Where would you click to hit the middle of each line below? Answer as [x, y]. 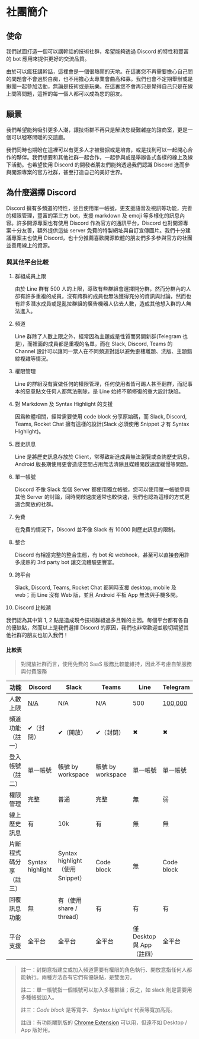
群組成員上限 [30, 276]
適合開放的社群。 [36, 504]
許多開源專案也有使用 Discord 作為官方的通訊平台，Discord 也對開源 [100, 223]
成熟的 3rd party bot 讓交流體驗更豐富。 [69, 562]
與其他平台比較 [28, 262]
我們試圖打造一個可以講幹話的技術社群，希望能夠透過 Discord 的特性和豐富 [97, 51]
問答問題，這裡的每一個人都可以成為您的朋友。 [68, 94]
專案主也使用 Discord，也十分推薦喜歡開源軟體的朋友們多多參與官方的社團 [102, 238]
